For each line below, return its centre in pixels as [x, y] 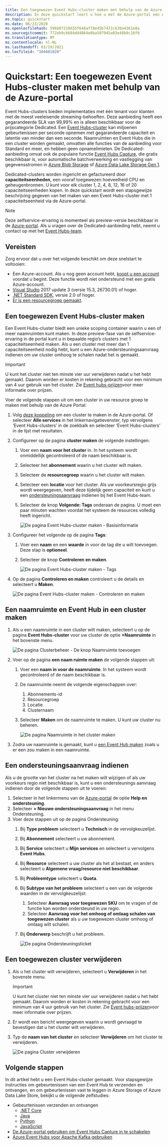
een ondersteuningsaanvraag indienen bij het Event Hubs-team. [85, 495]
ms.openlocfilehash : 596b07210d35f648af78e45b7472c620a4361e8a [72, 29]
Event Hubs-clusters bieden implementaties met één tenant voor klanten [80, 112]
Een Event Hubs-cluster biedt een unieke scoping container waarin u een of [83, 328]
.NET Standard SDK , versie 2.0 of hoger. [54, 295]
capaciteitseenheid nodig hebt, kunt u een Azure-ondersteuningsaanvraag [82, 350]
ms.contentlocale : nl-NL [31, 43]
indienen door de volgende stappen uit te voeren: [56, 788]
